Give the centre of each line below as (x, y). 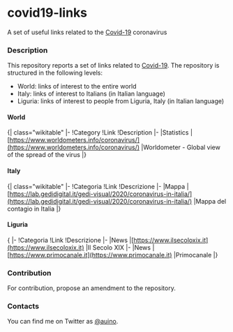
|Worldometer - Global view (181, 147)
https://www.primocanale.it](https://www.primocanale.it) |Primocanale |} (114, 255)
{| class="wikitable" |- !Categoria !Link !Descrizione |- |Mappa (96, 186)
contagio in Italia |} (34, 209)
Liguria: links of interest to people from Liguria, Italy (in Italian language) (121, 101)
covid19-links (47, 13)
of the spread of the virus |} (47, 155)
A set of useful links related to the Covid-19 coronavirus (87, 32)
